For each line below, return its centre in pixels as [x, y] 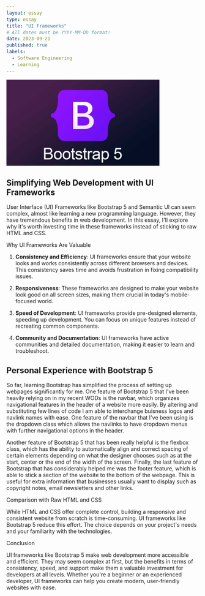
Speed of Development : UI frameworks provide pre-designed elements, [106, 313]
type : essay [21, 19]
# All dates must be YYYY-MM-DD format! [59, 32]
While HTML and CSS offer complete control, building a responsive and [96, 512]
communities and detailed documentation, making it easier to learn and [105, 345]
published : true [27, 45]
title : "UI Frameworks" [37, 26]
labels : [16, 52]
